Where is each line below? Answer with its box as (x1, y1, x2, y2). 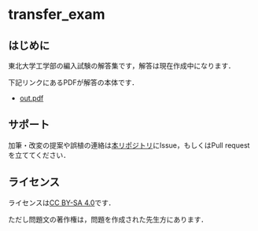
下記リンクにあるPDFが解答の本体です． (8, 78, 139, 87)
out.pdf (19, 93, 44, 103)
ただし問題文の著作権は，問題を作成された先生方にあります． (8, 214, 208, 224)
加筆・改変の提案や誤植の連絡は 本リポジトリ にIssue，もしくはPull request (8, 140, 250, 150)
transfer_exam (8, 5, 105, 24)
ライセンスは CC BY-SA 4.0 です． (8, 198, 116, 207)
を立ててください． (8, 150, 71, 159)
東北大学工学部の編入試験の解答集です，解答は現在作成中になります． (8, 61, 235, 70)
